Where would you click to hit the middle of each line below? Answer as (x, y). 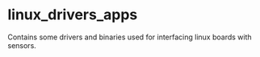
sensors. (22, 45)
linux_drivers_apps (73, 15)
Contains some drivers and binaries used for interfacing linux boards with (130, 37)
